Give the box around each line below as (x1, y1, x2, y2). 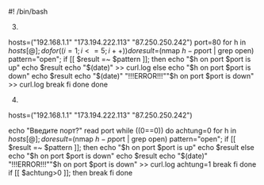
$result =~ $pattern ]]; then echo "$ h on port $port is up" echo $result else (8, 143, 255, 152)
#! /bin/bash (8, 7, 48, 16)
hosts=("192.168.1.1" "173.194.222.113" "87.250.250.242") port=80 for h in (8, 37, 247, 47)
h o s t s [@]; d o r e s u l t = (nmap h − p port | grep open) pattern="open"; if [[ (8, 134, 236, 144)
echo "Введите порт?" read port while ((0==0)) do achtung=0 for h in (8, 126, 237, 135)
